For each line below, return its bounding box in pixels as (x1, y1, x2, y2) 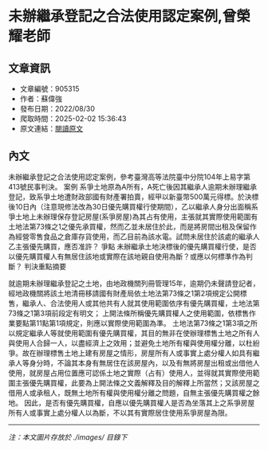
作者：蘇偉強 (19, 94, 62, 104)
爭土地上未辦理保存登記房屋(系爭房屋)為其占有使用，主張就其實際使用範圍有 (8, 212, 258, 221)
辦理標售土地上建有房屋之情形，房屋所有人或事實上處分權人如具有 (35, 348, 253, 358)
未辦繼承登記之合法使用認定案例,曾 (8, 7, 237, 25)
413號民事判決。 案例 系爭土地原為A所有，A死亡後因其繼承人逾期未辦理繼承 (8, 182, 258, 191)
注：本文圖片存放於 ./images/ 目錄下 (8, 432, 128, 442)
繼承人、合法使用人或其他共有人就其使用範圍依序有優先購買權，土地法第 (22, 298, 260, 307)
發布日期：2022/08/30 (19, 104, 96, 113)
